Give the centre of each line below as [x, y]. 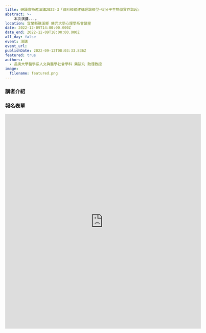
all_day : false [21, 37]
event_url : [16, 46]
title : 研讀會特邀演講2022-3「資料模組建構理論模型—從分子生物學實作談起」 [73, 10]
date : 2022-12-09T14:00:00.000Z [38, 28]
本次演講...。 [26, 19]
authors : [14, 60]
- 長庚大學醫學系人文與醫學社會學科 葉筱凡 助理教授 [56, 64]
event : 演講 [16, 42]
